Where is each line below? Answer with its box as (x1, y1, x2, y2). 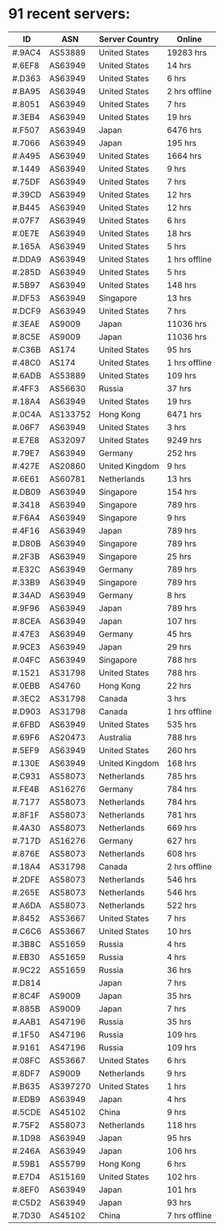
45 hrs (166, 628, 192, 639)
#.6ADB (12, 370, 41, 381)
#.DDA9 (12, 254, 42, 265)
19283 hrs (166, 47, 207, 58)
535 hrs (166, 719, 197, 730)
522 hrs (166, 899, 197, 911)
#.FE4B (12, 783, 40, 794)
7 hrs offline (166, 1210, 212, 1221)
